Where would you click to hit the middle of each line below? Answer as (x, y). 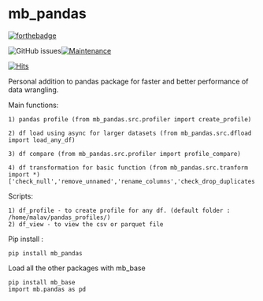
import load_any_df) (42, 140)
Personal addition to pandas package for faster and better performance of (128, 81)
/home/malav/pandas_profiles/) (59, 217)
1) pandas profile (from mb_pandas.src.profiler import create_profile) (130, 119)
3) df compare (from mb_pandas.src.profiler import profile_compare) (125, 154)
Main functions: (33, 105)
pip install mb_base (42, 282)
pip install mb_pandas (45, 253)
